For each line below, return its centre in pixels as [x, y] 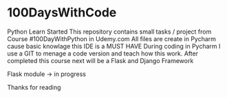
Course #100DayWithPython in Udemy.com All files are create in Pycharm [112, 38]
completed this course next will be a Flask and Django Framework [100, 60]
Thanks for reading [34, 87]
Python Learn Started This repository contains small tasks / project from [109, 32]
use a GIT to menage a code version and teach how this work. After [102, 53]
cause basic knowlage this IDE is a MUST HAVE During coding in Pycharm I [114, 46]
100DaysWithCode [62, 13]
